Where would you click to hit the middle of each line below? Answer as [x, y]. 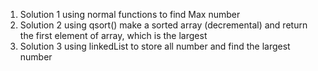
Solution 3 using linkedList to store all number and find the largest [155, 46]
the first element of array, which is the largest [113, 35]
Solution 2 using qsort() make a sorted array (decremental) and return [163, 25]
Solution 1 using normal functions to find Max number [130, 14]
